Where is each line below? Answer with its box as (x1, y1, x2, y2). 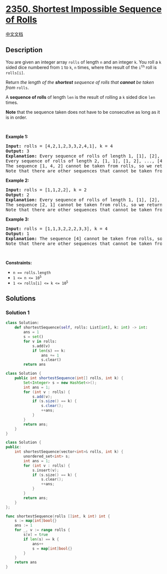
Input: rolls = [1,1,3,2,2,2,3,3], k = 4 (5, 226, 108, 232)
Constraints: (5, 259, 32, 265)
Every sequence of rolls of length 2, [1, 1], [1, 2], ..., (5, 158, 155, 164)
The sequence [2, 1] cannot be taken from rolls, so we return (5, 202, 163, 207)
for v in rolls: (23, 339, 57, 344)
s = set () (23, 334, 44, 339)
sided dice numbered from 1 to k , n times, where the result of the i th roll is (5, 64, 157, 70)
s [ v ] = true (23, 532, 49, 537)
